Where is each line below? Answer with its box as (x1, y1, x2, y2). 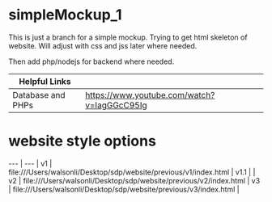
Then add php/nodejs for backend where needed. (8, 57, 175, 66)
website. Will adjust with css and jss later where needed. (8, 40, 198, 50)
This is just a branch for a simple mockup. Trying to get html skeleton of (8, 32, 249, 42)
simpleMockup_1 (8, 6, 123, 24)
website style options (8, 132, 156, 150)
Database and (12, 89, 66, 100)
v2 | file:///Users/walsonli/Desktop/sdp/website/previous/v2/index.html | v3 (8, 175, 261, 185)
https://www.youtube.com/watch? (84, 89, 215, 100)
